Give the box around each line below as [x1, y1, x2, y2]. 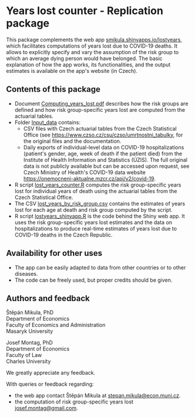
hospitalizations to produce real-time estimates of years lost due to [14, 225, 177, 232]
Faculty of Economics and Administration [6, 322, 106, 329]
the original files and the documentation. [23, 137, 122, 145]
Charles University [6, 358, 51, 365]
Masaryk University [6, 328, 53, 335]
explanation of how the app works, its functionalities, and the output [6, 61, 171, 68]
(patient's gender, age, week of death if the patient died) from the [23, 150, 183, 157]
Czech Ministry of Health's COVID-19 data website [23, 169, 146, 176]
